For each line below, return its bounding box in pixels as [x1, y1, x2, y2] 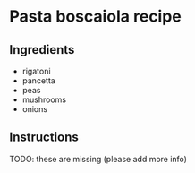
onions [21, 104, 47, 114]
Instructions [9, 130, 79, 145]
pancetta [21, 75, 55, 86]
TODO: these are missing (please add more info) [9, 153, 188, 164]
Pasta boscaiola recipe [9, 6, 182, 27]
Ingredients [9, 42, 75, 57]
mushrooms [21, 94, 67, 105]
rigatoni [21, 65, 51, 76]
